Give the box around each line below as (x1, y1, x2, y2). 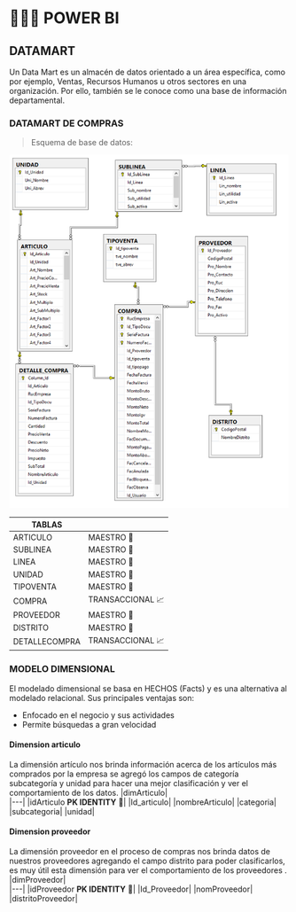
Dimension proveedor (9, 826, 91, 837)
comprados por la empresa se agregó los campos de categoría (9, 768, 239, 779)
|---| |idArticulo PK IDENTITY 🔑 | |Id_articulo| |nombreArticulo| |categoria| (9, 797, 277, 807)
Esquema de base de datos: (30, 137, 133, 148)
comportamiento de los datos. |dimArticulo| (9, 787, 168, 798)
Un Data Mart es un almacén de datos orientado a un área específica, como (9, 66, 286, 77)
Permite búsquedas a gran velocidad (21, 719, 157, 729)
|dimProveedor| (9, 875, 66, 885)
